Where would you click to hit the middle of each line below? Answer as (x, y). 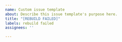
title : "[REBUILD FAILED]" (33, 19)
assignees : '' (20, 28)
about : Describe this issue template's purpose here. (61, 14)
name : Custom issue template (35, 10)
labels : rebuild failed (30, 23)
